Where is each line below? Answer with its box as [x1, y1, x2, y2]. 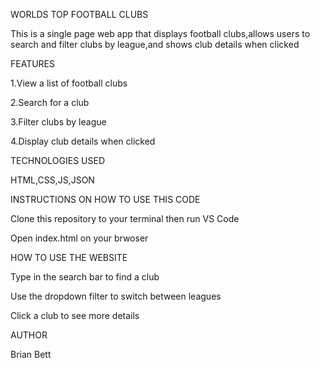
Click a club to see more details [10, 310, 140, 321]
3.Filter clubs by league [10, 116, 107, 128]
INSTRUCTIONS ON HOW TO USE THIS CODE [10, 194, 201, 205]
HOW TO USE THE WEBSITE [10, 252, 128, 263]
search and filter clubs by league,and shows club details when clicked [10, 39, 300, 50]
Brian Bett [10, 349, 52, 360]
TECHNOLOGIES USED [10, 155, 106, 166]
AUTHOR [10, 329, 48, 341]
